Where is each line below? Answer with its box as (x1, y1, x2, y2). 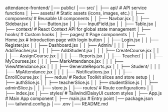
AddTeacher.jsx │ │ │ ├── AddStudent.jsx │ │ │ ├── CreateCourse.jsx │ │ (5, 48, 160, 53)
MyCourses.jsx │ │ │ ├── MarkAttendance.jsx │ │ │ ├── (5, 58, 123, 64)
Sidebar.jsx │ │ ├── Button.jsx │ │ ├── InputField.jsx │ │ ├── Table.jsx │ (5, 21, 157, 27)
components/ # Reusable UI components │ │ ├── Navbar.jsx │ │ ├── (5, 16, 149, 21)
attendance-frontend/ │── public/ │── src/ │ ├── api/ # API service (5, 5, 147, 11)
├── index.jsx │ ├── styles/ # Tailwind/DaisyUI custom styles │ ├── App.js (5, 90, 162, 96)
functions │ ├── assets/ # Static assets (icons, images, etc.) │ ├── (5, 10, 144, 16)
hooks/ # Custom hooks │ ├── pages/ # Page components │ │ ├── (5, 32, 146, 37)
